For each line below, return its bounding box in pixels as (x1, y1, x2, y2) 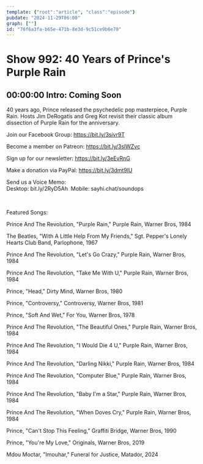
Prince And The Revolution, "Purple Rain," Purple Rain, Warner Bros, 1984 (6, 221, 191, 228)
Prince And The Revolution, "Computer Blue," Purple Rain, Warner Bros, (6, 372, 186, 379)
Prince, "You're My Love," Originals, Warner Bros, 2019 (6, 439, 145, 446)
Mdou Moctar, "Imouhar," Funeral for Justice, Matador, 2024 (6, 451, 159, 458)
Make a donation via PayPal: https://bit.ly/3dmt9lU (6, 167, 133, 174)
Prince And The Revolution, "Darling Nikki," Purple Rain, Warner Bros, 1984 (6, 360, 194, 368)
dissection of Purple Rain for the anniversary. (6, 119, 120, 126)
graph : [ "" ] (6, 20, 37, 26)
